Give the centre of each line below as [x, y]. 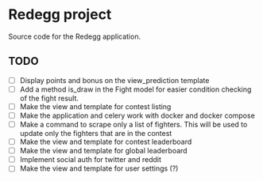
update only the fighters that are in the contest [96, 134]
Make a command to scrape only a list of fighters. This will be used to [133, 124]
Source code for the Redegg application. [75, 36]
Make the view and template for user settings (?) [99, 168]
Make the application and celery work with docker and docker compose [137, 115]
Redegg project [60, 15]
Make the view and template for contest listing [95, 106]
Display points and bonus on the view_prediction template [114, 80]
